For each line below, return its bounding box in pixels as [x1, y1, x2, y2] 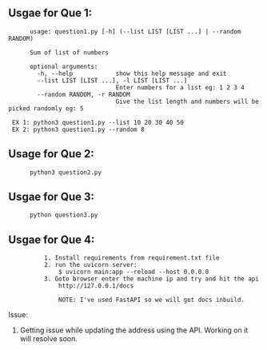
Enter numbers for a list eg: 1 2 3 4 [115, 83, 245, 91]
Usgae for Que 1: [8, 6, 93, 20]
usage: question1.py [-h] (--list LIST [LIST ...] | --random [29, 27, 241, 35]
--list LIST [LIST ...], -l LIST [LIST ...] [37, 76, 188, 85]
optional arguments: [29, 62, 98, 70]
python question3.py [29, 211, 98, 219]
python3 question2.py [29, 168, 102, 177]
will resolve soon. [19, 334, 78, 344]
